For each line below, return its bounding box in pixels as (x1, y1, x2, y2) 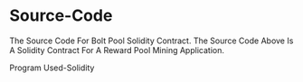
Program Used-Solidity (9, 62, 95, 73)
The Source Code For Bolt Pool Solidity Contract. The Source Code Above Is (9, 35, 294, 46)
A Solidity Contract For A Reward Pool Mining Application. (9, 44, 224, 55)
